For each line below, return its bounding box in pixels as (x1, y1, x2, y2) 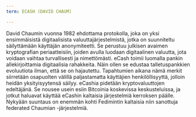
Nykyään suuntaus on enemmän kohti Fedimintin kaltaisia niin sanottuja (6, 98, 178, 105)
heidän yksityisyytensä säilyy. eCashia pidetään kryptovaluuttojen (6, 80, 165, 87)
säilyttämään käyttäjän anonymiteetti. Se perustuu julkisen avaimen (6, 42, 168, 49)
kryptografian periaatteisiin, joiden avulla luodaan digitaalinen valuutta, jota (6, 48, 187, 56)
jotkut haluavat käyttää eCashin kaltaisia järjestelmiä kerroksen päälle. (6, 92, 175, 99)
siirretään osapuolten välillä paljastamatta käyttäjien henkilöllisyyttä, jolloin (6, 73, 185, 80)
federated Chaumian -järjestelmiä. (6, 104, 88, 111)
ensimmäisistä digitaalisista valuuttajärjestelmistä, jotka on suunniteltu (6, 36, 175, 43)
